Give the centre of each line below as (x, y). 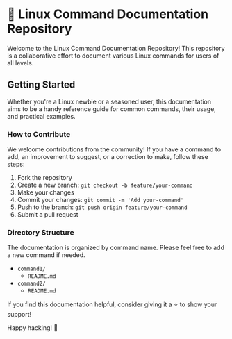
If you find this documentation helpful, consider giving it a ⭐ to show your (112, 304)
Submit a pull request (48, 215)
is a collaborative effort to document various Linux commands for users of (113, 56)
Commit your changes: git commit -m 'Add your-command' (100, 200)
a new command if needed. (46, 255)
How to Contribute (39, 134)
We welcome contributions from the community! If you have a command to (114, 149)
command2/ (32, 284)
